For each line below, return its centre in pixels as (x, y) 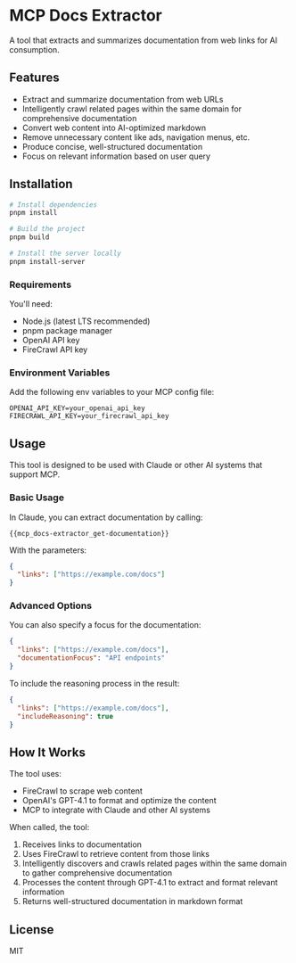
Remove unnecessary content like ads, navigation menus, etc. (136, 137)
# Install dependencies (53, 205)
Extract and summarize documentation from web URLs (123, 99)
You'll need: (31, 304)
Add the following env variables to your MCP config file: (112, 392)
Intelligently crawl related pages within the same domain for (132, 109)
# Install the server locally (66, 254)
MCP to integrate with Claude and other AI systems (116, 810)
